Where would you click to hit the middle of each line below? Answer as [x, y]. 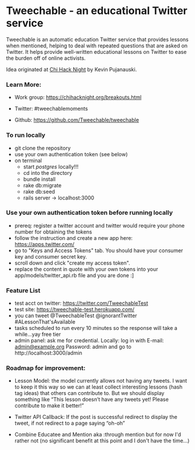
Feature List [23, 290]
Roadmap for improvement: [46, 368]
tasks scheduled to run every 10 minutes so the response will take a [96, 328]
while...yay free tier [38, 334]
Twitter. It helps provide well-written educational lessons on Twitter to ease [96, 51]
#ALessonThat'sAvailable [45, 322]
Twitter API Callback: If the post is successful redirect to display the [96, 417]
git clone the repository [43, 148]
